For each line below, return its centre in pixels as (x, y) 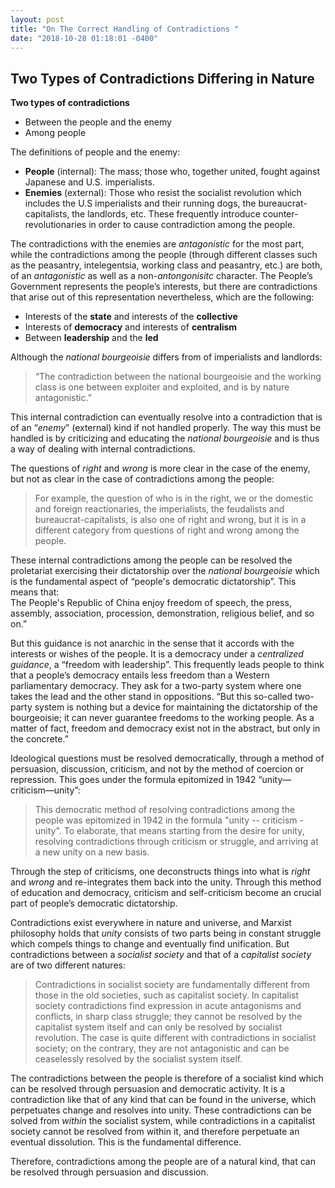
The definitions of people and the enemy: (95, 152)
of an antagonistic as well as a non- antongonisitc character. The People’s (161, 276)
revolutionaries (55, 225)
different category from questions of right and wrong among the (167, 530)
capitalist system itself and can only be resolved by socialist (158, 1027)
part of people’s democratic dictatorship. (94, 903)
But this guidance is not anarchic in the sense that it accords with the (152, 643)
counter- (280, 214)
